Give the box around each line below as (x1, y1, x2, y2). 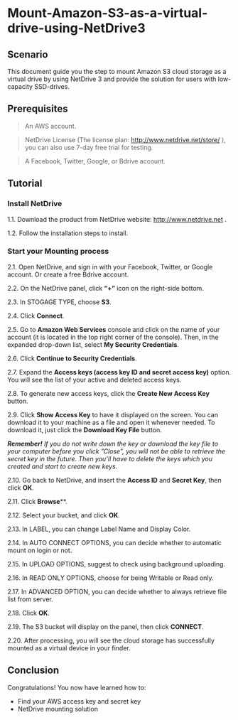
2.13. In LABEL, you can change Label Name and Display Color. (7, 525, 191, 533)
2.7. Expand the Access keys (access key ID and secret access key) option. (7, 367, 232, 376)
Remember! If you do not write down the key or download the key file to (7, 439, 219, 448)
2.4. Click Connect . (7, 311, 65, 320)
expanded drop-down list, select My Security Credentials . (7, 340, 180, 349)
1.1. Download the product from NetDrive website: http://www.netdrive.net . (7, 215, 227, 223)
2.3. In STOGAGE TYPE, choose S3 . (7, 297, 112, 306)
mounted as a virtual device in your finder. (7, 643, 131, 652)
